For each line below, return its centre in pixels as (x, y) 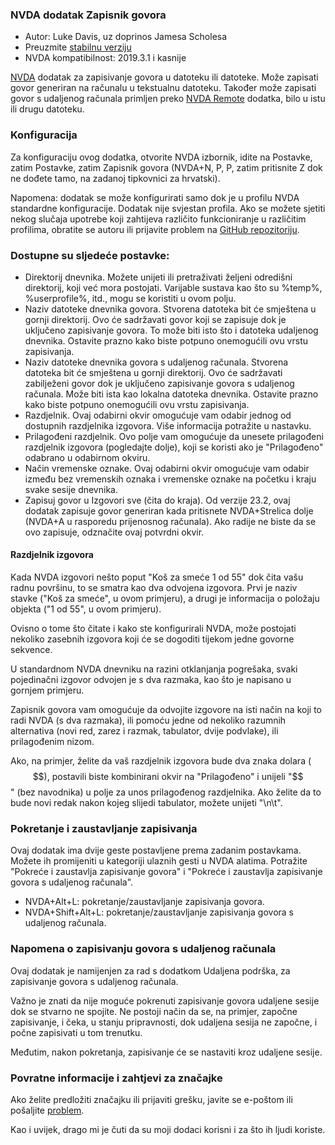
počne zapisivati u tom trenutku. (76, 1032)
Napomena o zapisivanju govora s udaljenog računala (143, 949)
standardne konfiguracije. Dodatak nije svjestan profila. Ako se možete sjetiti (168, 208)
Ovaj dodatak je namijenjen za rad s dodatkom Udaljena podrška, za (150, 970)
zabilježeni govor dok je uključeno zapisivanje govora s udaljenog (159, 383)
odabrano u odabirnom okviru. (87, 457)
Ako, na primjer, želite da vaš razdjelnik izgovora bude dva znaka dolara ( (161, 761)
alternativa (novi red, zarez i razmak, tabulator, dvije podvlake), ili (144, 731)
